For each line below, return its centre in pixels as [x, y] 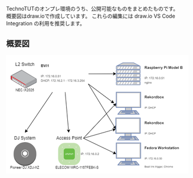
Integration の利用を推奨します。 [46, 23]
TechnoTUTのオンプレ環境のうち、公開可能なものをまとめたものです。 [92, 9]
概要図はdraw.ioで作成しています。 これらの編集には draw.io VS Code [91, 16]
